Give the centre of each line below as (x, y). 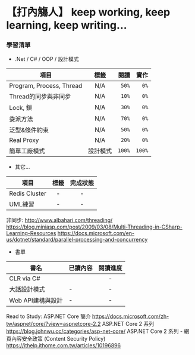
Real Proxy (24, 140)
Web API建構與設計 (36, 301)
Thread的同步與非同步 (40, 97)
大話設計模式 (27, 289)
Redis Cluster (28, 193)
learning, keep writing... (67, 25)
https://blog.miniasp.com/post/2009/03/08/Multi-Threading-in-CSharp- (94, 227)
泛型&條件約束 (29, 130)
